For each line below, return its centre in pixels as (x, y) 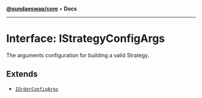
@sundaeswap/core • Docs (41, 9)
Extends (22, 74)
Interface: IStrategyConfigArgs (86, 39)
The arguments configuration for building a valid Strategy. (78, 55)
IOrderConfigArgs (37, 89)
